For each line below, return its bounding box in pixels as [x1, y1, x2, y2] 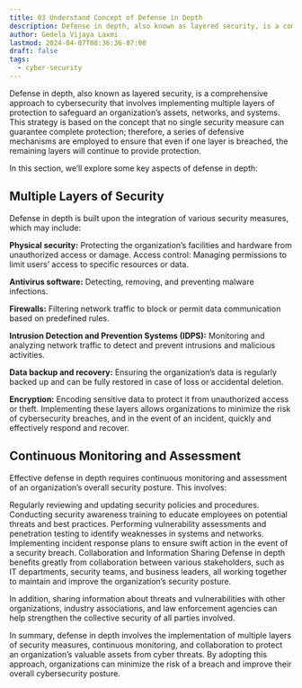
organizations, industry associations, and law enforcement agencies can [9, 603, 278, 613]
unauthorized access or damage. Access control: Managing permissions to [9, 249, 288, 260]
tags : [9, 55, 30, 64]
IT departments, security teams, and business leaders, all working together [9, 566, 288, 576]
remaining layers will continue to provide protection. [9, 145, 202, 156]
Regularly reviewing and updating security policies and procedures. [9, 499, 260, 510]
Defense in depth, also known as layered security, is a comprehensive [9, 87, 269, 99]
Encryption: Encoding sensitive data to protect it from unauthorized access [9, 393, 289, 405]
